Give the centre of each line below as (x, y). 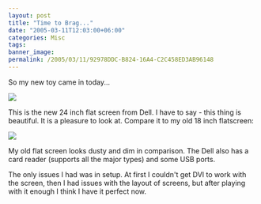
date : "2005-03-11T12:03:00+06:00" (67, 30)
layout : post (30, 15)
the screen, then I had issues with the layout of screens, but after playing (127, 183)
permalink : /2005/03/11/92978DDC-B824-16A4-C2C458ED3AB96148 (111, 60)
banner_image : (32, 52)
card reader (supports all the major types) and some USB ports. (112, 159)
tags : (17, 45)
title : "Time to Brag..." (51, 23)
